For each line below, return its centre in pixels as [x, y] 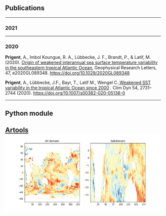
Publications [25, 8]
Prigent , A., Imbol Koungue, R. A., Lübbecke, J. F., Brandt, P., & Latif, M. [78, 57]
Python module [29, 113]
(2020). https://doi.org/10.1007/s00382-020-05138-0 [71, 93]
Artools [17, 130]
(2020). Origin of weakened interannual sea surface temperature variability [82, 63]
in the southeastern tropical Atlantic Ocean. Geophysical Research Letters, [81, 68]
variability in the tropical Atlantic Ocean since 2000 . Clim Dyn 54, [72, 88]
